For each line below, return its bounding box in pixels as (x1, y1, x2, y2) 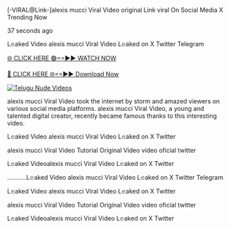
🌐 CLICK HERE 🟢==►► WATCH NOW (7, 54, 117, 62)
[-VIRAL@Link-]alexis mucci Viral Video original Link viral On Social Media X (7, 6, 224, 14)
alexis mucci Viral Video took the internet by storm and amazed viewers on (7, 97, 220, 105)
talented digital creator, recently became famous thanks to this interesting (7, 112, 218, 120)
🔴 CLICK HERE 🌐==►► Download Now (7, 70, 119, 78)
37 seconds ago (7, 27, 53, 34)
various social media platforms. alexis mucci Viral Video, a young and (7, 105, 204, 112)
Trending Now (7, 13, 48, 21)
